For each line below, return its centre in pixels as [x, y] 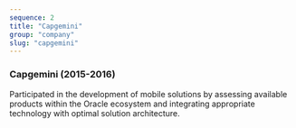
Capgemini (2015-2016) [62, 75]
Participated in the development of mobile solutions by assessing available [148, 94]
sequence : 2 [32, 18]
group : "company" [42, 34]
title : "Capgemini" [46, 26]
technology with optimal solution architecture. [95, 113]
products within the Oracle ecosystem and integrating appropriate [132, 104]
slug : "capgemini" [44, 43]
